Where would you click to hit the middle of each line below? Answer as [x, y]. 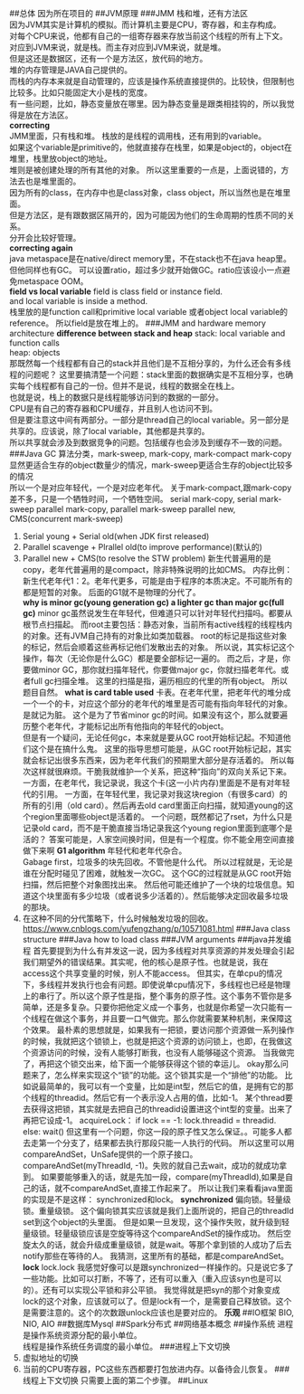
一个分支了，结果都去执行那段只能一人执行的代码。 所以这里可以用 [171, 1143]
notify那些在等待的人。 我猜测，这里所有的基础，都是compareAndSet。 [156, 1256]
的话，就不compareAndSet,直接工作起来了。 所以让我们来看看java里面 [161, 1188]
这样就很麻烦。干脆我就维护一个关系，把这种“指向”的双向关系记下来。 [161, 771]
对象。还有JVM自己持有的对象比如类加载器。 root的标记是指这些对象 [159, 635]
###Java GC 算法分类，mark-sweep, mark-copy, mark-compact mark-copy [151, 454]
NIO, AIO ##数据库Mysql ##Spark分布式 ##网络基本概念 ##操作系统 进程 [158, 1324]
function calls [35, 343]
